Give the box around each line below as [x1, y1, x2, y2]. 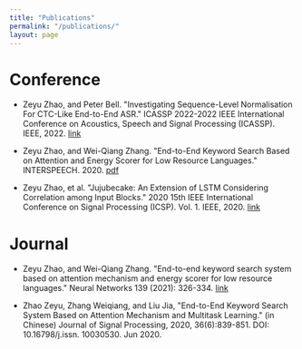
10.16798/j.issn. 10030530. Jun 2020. [22, 329, 162, 340]
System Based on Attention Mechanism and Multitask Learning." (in [22, 310, 275, 321]
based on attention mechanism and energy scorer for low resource [22, 273, 273, 284]
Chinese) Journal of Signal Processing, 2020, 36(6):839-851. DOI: [22, 319, 269, 331]
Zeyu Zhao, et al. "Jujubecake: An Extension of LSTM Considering [22, 182, 269, 193]
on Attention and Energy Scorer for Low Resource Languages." [22, 155, 258, 166]
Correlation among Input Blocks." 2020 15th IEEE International [22, 192, 254, 203]
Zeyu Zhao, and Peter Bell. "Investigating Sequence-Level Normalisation [22, 99, 293, 110]
